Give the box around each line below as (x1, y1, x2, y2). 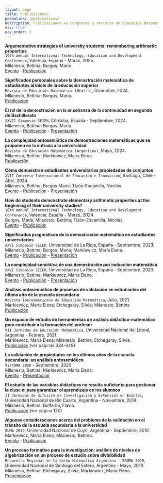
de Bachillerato (5, 113, 36, 118)
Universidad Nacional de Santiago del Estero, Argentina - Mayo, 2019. (5, 463, 145, 468)
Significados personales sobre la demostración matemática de (5, 77, 134, 83)
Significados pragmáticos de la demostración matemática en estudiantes (5, 232, 156, 237)
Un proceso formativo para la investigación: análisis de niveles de (5, 447, 141, 453)
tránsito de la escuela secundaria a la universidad (5, 422, 107, 428)
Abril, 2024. (5, 178, 29, 183)
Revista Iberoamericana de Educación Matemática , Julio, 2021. (5, 297, 130, 302)
